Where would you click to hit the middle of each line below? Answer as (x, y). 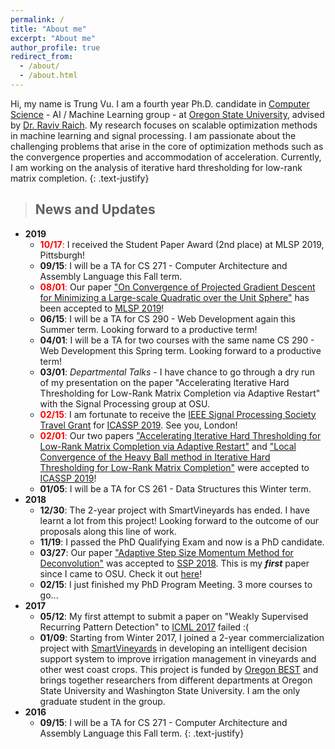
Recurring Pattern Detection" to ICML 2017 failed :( (144, 627)
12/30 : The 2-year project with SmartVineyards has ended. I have (174, 510)
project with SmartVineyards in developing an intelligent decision (173, 648)
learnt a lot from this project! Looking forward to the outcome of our (179, 520)
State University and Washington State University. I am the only (170, 690)
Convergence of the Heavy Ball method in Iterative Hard (155, 457)
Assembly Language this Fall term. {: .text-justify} (142, 733)
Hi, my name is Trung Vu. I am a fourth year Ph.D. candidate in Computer (160, 103)
